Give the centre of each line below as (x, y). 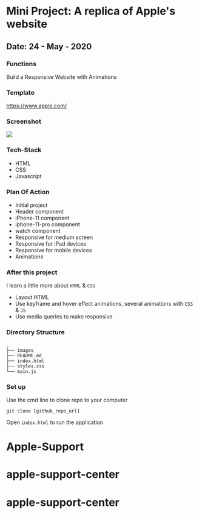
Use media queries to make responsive (64, 317)
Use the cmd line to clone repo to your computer (67, 400)
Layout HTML (32, 297)
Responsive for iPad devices (51, 244)
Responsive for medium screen (54, 237)
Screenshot (24, 121)
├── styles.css (25, 366)
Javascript (28, 176)
